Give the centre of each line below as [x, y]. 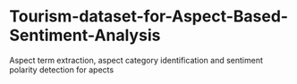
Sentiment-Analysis [85, 35]
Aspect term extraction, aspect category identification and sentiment [136, 60]
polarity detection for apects [62, 70]
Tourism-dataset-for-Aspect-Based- [149, 17]
